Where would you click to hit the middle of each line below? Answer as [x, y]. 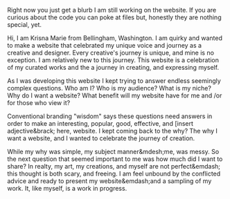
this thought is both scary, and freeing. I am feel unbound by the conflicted [114, 173]
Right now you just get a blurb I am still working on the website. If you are [112, 10]
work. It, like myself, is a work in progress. [67, 188]
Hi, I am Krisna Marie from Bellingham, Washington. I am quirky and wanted [115, 38]
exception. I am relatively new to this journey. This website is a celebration [113, 60]
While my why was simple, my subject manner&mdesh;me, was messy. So [113, 152]
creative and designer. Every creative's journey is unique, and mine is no [111, 53]
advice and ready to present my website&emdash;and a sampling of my [109, 181]
